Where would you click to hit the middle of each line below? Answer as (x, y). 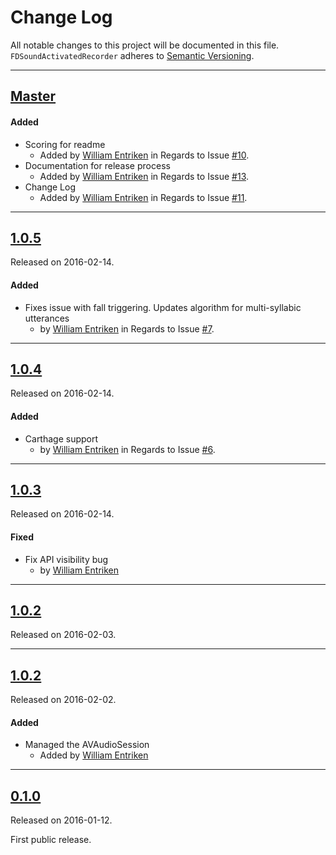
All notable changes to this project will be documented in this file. (145, 45)
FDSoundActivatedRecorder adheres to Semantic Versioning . (132, 55)
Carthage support (61, 438)
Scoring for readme (65, 144)
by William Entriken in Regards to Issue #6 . (127, 449)
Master (33, 96)
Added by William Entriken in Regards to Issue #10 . (144, 155)
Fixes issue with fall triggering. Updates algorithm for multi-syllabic (163, 307)
